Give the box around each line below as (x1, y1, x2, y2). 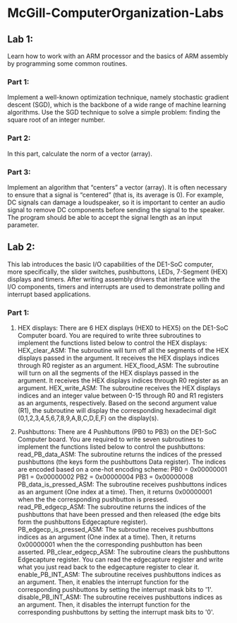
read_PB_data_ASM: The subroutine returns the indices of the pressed (17, 450, 222, 458)
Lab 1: (7, 33, 34, 45)
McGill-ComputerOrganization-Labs (7, 5, 224, 21)
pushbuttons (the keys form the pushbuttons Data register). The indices (17, 458, 226, 466)
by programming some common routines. (7, 59, 128, 68)
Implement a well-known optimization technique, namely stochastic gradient (7, 93, 229, 102)
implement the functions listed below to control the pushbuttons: (17, 443, 206, 450)
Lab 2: (7, 241, 35, 253)
